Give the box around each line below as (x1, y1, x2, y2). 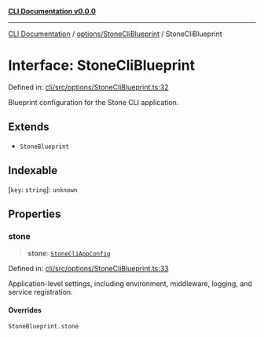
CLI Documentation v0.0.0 (8, 7, 97, 16)
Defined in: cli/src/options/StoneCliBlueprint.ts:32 (8, 82, 169, 92)
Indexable (8, 164, 58, 177)
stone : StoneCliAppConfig (27, 248, 111, 258)
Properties (8, 207, 61, 220)
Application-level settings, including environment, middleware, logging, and (8, 279, 253, 288)
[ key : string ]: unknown (8, 184, 78, 194)
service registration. (8, 288, 73, 297)
